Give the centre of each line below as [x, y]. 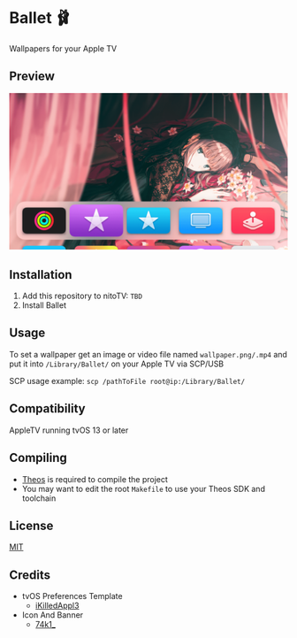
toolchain [39, 498]
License [31, 525]
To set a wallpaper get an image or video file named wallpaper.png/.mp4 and [148, 354]
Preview [32, 77]
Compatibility [47, 409]
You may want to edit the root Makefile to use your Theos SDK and [143, 488]
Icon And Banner [53, 615]
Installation [41, 275]
